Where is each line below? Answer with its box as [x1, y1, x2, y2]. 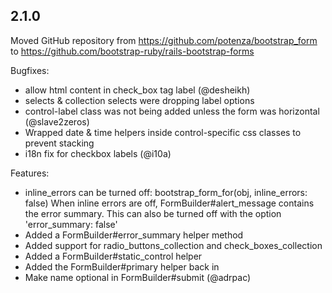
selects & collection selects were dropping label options [24, 94, 255, 106]
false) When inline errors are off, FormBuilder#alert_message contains [24, 197, 315, 209]
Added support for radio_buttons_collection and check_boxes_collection [24, 239, 323, 251]
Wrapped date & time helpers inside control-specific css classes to [24, 126, 302, 138]
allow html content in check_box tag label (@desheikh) [24, 84, 251, 96]
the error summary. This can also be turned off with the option [24, 207, 282, 219]
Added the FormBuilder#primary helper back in [24, 260, 220, 273]
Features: [10, 167, 50, 179]
